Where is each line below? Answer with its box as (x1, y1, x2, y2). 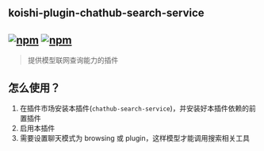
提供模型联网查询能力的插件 (27, 56, 119, 65)
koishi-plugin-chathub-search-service (8, 6, 205, 20)
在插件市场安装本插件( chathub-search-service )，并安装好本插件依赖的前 (19, 103, 256, 114)
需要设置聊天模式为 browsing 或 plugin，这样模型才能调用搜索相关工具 (19, 134, 250, 143)
